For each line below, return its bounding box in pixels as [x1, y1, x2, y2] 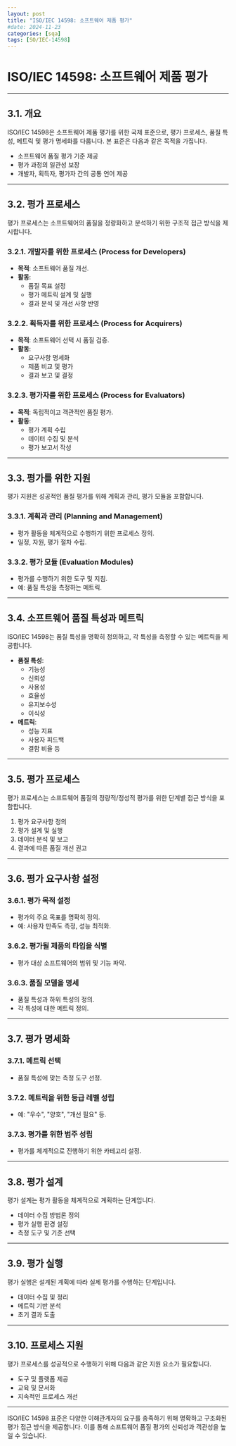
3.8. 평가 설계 [7, 1176, 63, 1188]
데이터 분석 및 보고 [17, 835, 69, 843]
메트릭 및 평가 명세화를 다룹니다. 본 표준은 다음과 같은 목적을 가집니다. [16, 137, 207, 145]
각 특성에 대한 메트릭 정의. [17, 1004, 89, 1012]
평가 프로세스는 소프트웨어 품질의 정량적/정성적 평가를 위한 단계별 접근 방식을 [7, 793, 218, 802]
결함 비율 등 [27, 744, 60, 752]
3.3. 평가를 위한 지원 [7, 472, 91, 484]
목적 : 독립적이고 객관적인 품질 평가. [17, 408, 114, 416]
